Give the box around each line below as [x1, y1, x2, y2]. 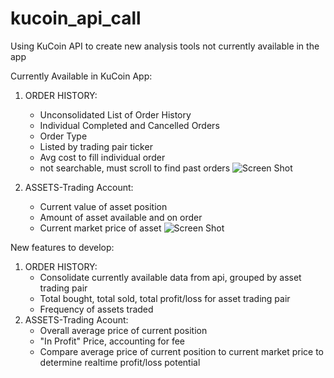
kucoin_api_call [10, 7, 142, 30]
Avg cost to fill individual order [39, 151, 166, 163]
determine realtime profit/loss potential [39, 356, 201, 368]
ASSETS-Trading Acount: [24, 313, 129, 326]
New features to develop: [10, 241, 115, 253]
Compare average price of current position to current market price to [39, 345, 324, 357]
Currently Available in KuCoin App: [10, 70, 153, 82]
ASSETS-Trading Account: [24, 181, 134, 193]
